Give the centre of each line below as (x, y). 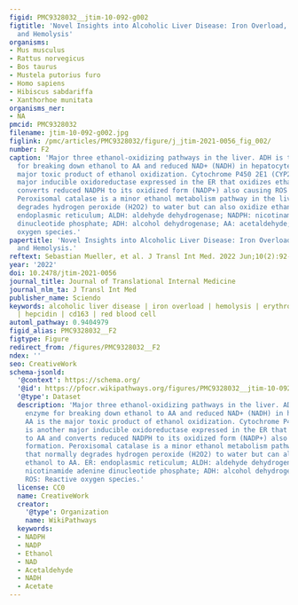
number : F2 (29, 149)
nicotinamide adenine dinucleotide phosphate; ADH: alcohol (138, 471)
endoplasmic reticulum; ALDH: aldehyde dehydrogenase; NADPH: (134, 215)
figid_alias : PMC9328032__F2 (63, 331)
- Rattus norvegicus (47, 59)
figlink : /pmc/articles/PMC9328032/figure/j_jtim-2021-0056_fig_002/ (141, 141)
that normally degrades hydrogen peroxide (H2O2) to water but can (152, 455)
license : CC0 (41, 487)
